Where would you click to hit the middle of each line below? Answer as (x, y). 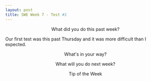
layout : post (19, 10)
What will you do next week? (85, 64)
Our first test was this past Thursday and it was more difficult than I (76, 39)
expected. (16, 44)
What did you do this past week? (85, 29)
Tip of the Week (85, 73)
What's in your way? (85, 54)
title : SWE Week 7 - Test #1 (36, 15)
